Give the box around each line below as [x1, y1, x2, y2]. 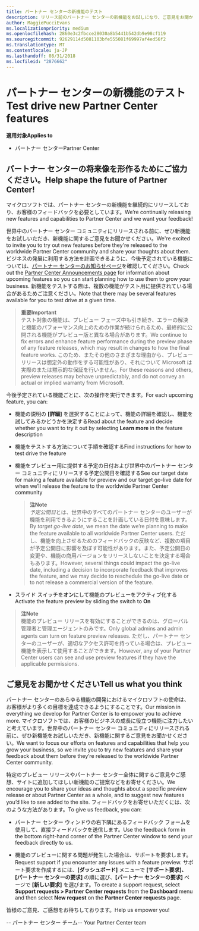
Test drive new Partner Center [6, 99, 158, 112]
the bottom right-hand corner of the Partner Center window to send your [14, 833, 193, 840]
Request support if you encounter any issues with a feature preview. [14, 859, 182, 866]
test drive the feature [14, 450, 67, 457]
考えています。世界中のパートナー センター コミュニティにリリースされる [11, 725, 190, 732]
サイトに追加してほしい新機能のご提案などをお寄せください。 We [16, 779, 175, 786]
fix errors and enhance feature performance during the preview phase [20, 338, 193, 345]
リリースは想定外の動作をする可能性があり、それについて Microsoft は [20, 359, 192, 366]
